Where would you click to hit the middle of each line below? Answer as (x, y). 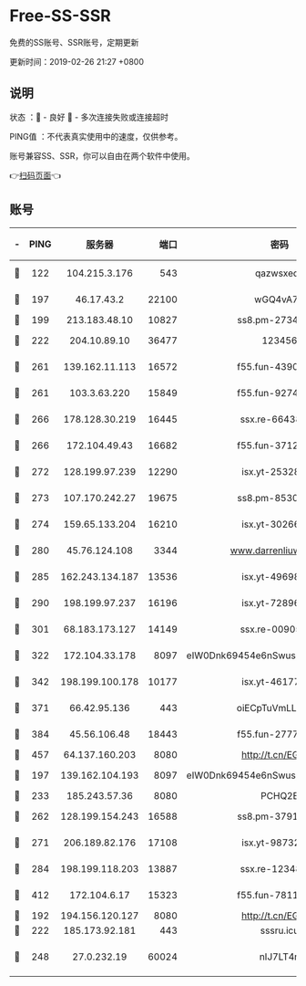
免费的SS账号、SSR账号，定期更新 (74, 42)
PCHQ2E (280, 795)
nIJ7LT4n (280, 957)
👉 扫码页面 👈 (36, 175)
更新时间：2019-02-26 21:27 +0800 (76, 61)
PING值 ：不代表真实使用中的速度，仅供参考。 (96, 136)
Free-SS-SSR (60, 16)
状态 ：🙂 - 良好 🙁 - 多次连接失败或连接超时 (89, 117)
